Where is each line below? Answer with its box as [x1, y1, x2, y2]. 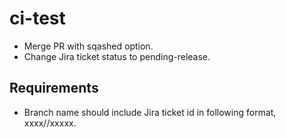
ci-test [9, 7, 66, 30]
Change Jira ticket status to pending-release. [23, 50, 211, 62]
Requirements [9, 80, 99, 97]
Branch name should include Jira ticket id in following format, [23, 106, 277, 118]
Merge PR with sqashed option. [23, 40, 154, 52]
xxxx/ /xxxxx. [23, 117, 77, 129]
